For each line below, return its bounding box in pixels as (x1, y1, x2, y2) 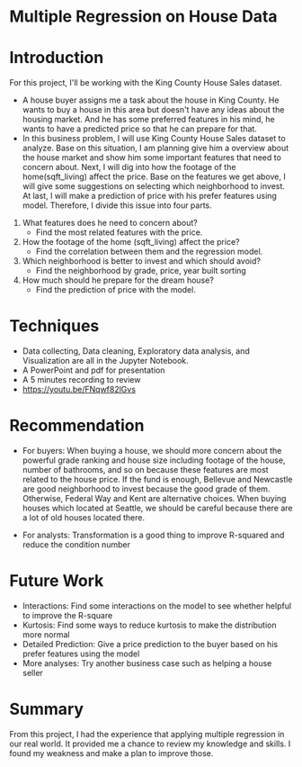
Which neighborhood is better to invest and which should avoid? (22, 256, 261, 266)
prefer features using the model (22, 648, 140, 659)
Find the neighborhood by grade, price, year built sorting (35, 266, 247, 276)
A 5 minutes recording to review (22, 374, 141, 385)
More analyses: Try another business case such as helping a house (22, 657, 272, 668)
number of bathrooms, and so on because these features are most (22, 465, 269, 474)
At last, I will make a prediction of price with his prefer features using (22, 191, 277, 202)
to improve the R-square (22, 609, 113, 620)
